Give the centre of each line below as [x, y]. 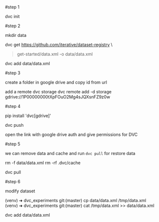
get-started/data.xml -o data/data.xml [55, 54]
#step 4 [13, 106]
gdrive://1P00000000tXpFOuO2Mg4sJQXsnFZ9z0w [58, 97]
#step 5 [13, 144]
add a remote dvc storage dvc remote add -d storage [58, 92]
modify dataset [20, 191]
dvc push [14, 125]
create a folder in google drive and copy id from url [56, 82]
